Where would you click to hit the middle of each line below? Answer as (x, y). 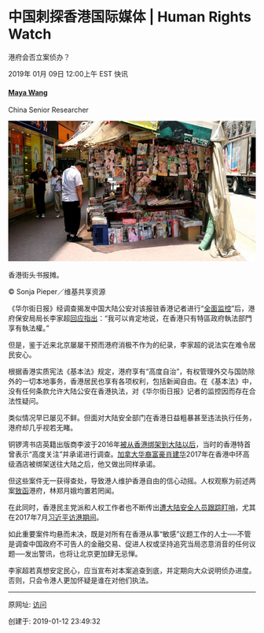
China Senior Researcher (48, 110)
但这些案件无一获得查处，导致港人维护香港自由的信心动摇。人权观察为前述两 (132, 480)
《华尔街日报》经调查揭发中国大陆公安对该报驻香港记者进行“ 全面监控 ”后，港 (132, 308)
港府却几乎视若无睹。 (42, 427)
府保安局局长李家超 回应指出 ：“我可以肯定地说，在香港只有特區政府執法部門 (130, 318)
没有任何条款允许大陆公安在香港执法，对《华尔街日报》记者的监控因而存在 (128, 391)
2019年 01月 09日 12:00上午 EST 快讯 (68, 73)
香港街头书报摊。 (36, 274)
